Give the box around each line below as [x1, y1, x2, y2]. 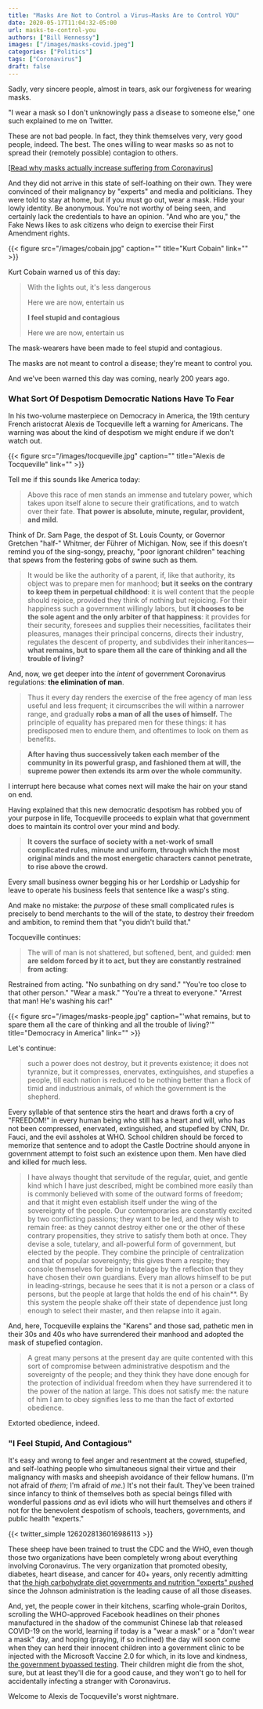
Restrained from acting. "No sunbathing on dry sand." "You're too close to [8, 980, 247, 989]
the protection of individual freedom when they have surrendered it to [27, 1379, 253, 1388]
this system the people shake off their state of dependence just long [27, 1298, 248, 1307]
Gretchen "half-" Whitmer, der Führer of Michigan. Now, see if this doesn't [8, 539, 248, 548]
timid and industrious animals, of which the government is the [27, 1084, 227, 1094]
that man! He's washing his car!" [8, 996, 113, 1006]
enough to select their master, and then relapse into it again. [27, 1306, 222, 1316]
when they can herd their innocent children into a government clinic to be [8, 1643, 245, 1652]
